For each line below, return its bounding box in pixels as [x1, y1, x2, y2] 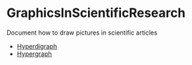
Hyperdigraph [16, 42, 58, 50]
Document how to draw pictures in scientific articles [6, 28, 158, 37]
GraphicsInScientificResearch [6, 5, 186, 21]
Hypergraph [16, 49, 52, 58]
